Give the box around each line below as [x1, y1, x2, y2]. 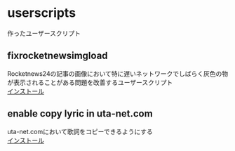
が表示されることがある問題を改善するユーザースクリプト [7, 78, 173, 86]
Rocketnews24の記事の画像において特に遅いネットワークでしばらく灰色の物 [7, 69, 229, 78]
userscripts [7, 5, 76, 21]
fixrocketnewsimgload [7, 50, 108, 62]
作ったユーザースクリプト [7, 29, 81, 37]
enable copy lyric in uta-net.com [7, 107, 153, 120]
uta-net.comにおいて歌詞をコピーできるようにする [7, 127, 153, 136]
